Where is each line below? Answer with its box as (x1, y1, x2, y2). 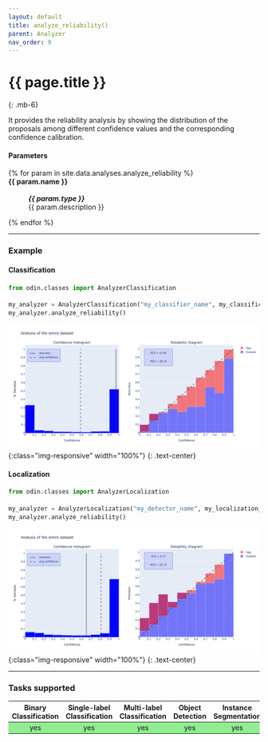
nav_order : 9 (8, 38, 52, 46)
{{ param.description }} (28, 202, 104, 212)
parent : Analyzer (8, 30, 66, 38)
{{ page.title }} (8, 73, 107, 92)
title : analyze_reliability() (8, 21, 109, 30)
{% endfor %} (8, 218, 54, 228)
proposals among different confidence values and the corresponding (8, 124, 235, 133)
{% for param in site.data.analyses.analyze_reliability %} (8, 169, 194, 178)
